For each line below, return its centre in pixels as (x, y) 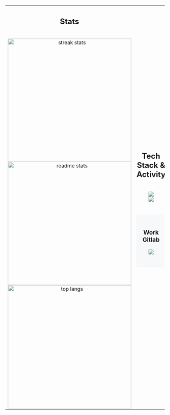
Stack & (151, 165)
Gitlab (151, 240)
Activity (151, 174)
